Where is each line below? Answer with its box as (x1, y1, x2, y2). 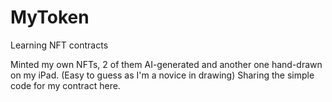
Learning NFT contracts (10, 39, 109, 51)
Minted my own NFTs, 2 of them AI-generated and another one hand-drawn (10, 58, 323, 70)
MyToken (10, 6, 90, 29)
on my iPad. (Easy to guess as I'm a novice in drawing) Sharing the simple (10, 69, 315, 81)
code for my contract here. (10, 79, 121, 91)
